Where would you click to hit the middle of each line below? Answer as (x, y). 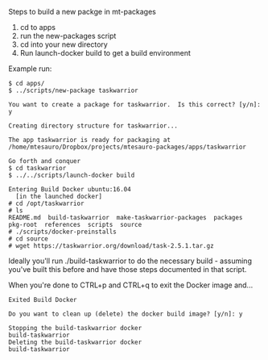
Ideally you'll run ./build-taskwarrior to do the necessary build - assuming (130, 261)
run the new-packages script (68, 36)
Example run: (30, 69)
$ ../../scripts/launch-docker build (72, 175)
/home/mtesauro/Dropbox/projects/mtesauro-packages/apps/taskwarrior (128, 147)
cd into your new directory (64, 44)
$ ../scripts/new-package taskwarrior (73, 90)
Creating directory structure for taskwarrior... (93, 126)
